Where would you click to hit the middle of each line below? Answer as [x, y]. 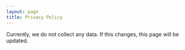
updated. [17, 40]
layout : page [22, 12]
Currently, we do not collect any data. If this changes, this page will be [92, 34]
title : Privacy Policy [34, 17]
